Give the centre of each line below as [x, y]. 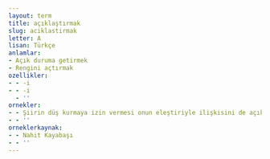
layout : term [30, 16]
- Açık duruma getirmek [48, 61]
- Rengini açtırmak [41, 68]
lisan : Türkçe [32, 46]
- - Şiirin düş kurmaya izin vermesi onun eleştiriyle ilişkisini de [127, 113]
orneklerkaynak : [35, 128]
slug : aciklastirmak [43, 31]
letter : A [25, 38]
